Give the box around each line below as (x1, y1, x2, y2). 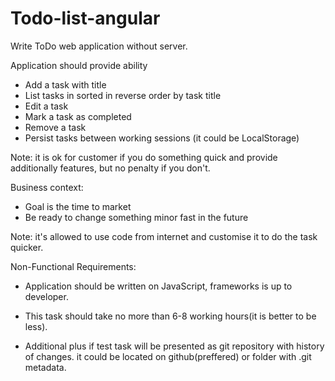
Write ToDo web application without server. (10, 40, 188, 52)
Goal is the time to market (24, 200, 132, 212)
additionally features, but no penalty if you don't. (10, 162, 211, 174)
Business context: (10, 181, 84, 193)
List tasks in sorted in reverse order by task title (24, 89, 222, 101)
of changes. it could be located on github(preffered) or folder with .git (24, 350, 312, 362)
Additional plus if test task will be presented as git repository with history (24, 340, 325, 352)
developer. (24, 290, 69, 302)
